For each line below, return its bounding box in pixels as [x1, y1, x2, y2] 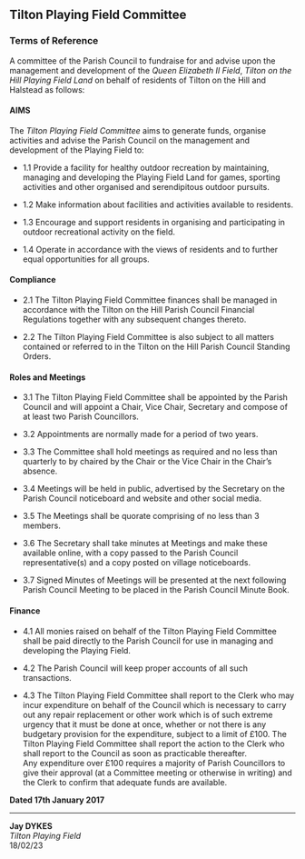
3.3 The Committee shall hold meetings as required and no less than [22, 446, 279, 457]
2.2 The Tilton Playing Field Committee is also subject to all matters [22, 332, 275, 343]
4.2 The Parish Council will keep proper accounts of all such [22, 663, 248, 674]
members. [22, 520, 61, 531]
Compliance [9, 275, 56, 285]
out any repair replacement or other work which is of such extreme [22, 709, 273, 720]
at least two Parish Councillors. [22, 411, 139, 422]
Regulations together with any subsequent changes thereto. [22, 314, 247, 325]
